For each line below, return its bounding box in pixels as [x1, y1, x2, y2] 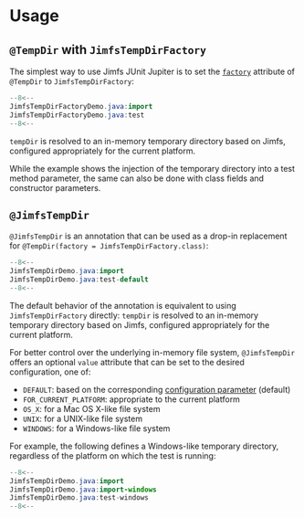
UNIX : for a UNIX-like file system [22, 413, 143, 424]
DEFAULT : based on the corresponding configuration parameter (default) [22, 384, 291, 395]
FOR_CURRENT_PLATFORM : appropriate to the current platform [22, 394, 240, 405]
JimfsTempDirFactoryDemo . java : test [9, 111, 145, 120]
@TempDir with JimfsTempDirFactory [9, 42, 207, 58]
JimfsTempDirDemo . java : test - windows [9, 493, 149, 502]
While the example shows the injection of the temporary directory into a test [9, 163, 295, 174]
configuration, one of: [9, 366, 91, 377]
